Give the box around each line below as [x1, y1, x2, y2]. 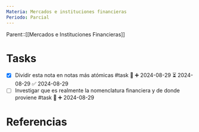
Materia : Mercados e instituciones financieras [6, 8, 127, 15]
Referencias [6, 115, 68, 128]
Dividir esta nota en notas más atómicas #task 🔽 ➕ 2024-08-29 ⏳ [14, 72, 176, 79]
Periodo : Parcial [6, 14, 50, 20]
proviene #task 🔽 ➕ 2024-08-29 [14, 94, 94, 101]
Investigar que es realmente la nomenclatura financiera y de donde [14, 87, 180, 94]
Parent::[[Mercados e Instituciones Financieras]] [6, 30, 125, 38]
